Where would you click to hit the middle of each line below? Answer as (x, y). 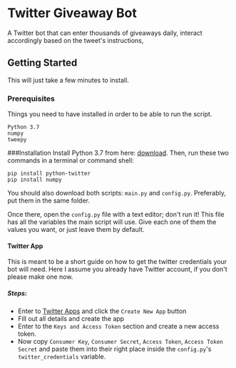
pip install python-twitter (49, 174)
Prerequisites (31, 98)
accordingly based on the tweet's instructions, (76, 40)
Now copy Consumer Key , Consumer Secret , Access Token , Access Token (120, 342)
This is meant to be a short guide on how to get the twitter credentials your (117, 262)
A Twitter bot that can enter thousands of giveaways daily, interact (105, 33)
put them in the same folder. (49, 200)
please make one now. (40, 277)
